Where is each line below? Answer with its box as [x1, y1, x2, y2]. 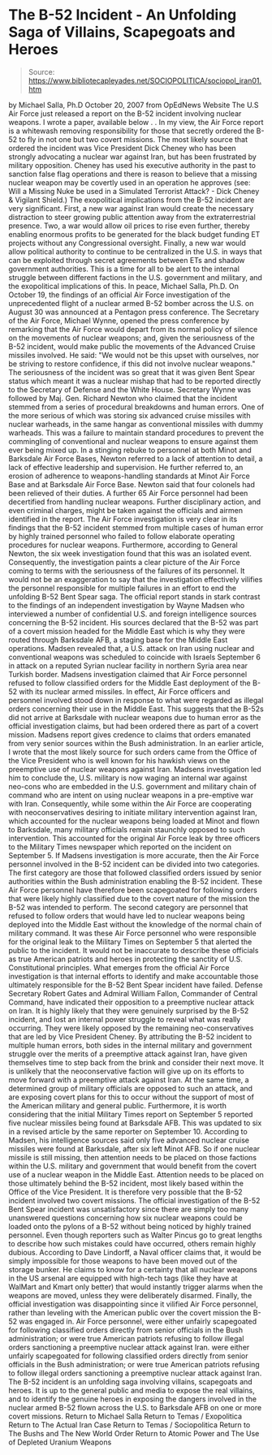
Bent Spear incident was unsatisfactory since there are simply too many [8, 1204, 249, 1214]
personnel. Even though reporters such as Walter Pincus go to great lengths [8, 1230, 262, 1240]
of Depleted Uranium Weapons [8, 1437, 112, 1447]
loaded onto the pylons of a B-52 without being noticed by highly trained [8, 1221, 252, 1231]
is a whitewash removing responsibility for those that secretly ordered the [8, 126, 255, 136]
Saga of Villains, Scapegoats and [8, 23, 235, 41]
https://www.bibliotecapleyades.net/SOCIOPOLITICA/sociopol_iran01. [28, 76, 262, 85]
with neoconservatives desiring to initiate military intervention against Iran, [8, 807, 257, 817]
